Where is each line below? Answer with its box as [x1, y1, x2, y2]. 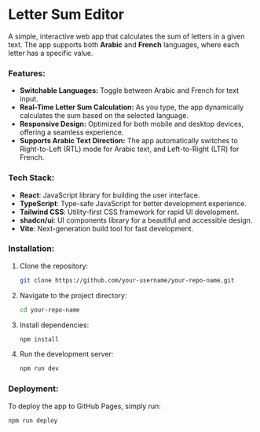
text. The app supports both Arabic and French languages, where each [8, 39, 240, 49]
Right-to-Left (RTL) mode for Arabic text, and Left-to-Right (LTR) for [19, 144, 240, 154]
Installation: [8, 243, 55, 254]
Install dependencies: [19, 320, 90, 330]
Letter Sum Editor [8, 6, 124, 24]
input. [19, 94, 38, 104]
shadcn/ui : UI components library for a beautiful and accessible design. [19, 215, 253, 225]
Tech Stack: [8, 172, 55, 183]
